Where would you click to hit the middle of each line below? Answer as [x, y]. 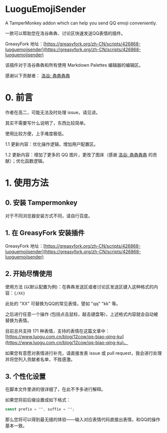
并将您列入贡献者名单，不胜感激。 [40, 359]
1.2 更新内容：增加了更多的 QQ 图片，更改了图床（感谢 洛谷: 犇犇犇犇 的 [79, 154]
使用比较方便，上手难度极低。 [36, 134]
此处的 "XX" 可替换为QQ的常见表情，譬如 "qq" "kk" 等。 [63, 303]
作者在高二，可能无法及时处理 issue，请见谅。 [53, 112]
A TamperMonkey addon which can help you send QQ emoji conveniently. [81, 23]
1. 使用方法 [27, 183]
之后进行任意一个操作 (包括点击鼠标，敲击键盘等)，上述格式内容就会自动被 [82, 314]
